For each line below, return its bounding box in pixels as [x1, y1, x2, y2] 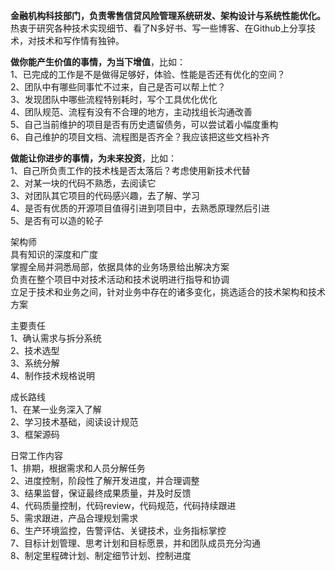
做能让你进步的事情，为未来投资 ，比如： [10, 152, 177, 164]
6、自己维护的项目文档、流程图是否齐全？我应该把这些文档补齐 [10, 131, 270, 143]
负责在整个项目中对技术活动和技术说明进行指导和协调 [10, 274, 230, 285]
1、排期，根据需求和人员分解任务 [10, 462, 146, 474]
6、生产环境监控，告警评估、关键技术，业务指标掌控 [10, 525, 227, 536]
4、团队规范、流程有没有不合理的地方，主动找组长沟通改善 [10, 106, 253, 118]
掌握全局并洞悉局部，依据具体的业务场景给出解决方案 [10, 261, 230, 273]
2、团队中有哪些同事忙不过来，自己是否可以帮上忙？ [10, 81, 227, 93]
